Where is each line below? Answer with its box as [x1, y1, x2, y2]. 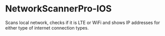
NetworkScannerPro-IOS [5, 3, 112, 14]
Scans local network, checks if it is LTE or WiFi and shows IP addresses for [5, 19, 160, 25]
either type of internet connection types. [5, 24, 89, 30]
